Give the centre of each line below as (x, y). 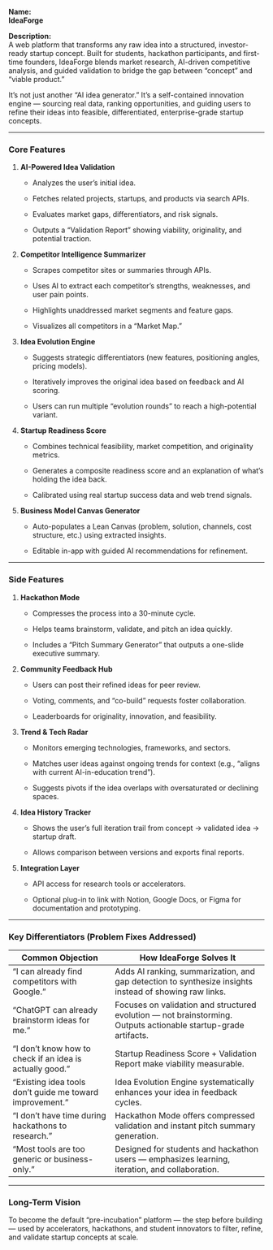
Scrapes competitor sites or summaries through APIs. (121, 270)
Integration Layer (50, 867)
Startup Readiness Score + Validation (186, 1053)
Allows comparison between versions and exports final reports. (138, 852)
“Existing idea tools (49, 1082)
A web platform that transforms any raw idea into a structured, (113, 45)
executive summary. (66, 653)
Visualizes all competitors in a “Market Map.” (107, 326)
